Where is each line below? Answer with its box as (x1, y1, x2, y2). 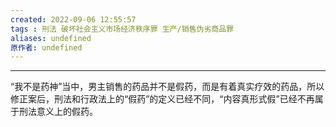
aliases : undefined (10, 33, 92, 43)
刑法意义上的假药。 (18, 106, 98, 118)
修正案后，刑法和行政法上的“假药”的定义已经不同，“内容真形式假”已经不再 (10, 93, 315, 105)
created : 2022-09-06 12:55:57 (10, 14, 137, 25)
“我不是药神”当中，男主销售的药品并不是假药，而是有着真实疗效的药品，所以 (10, 81, 325, 93)
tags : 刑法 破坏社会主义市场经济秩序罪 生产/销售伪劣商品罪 (10, 24, 234, 34)
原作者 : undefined (10, 42, 83, 53)
